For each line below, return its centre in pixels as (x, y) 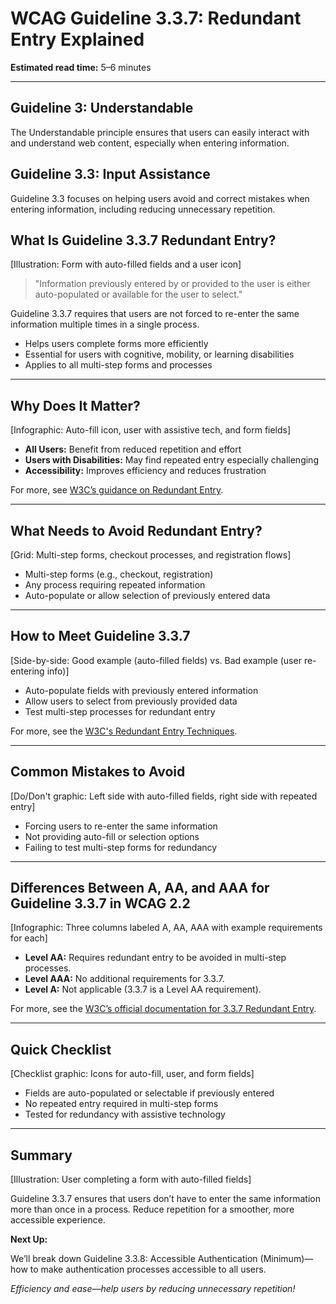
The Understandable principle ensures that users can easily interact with (160, 132)
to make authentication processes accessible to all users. (148, 1269)
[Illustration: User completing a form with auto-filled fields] (131, 1179)
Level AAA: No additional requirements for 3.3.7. (124, 979)
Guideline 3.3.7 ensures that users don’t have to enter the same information (165, 1199)
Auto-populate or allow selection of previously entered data (147, 595)
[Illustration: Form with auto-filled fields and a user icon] (126, 264)
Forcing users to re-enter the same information (121, 826)
